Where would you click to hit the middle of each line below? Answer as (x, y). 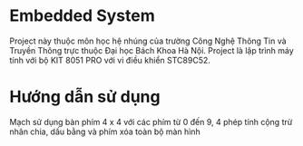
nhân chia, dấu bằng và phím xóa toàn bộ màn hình (105, 131)
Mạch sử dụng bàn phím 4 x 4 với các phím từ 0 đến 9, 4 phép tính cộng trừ (151, 122)
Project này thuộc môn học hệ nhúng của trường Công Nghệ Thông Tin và (148, 41)
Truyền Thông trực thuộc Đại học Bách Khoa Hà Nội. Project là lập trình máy (152, 50)
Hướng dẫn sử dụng (85, 97)
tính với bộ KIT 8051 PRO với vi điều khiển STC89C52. (110, 60)
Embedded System (83, 16)
